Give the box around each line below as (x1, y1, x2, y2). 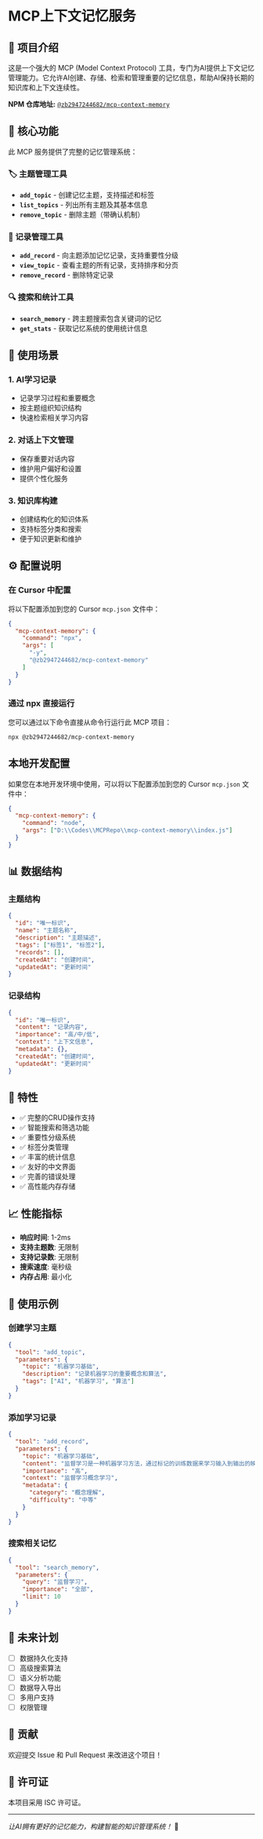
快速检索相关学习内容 (19, 413, 88, 422)
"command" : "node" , (22, 819, 86, 827)
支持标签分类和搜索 (19, 524, 82, 534)
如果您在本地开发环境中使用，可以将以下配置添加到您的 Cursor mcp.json (8, 779, 240, 789)
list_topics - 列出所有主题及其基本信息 (19, 200, 148, 210)
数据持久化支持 (19, 1653, 68, 1662)
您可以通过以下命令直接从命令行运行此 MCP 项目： (8, 717, 172, 727)
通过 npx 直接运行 (8, 698, 75, 709)
